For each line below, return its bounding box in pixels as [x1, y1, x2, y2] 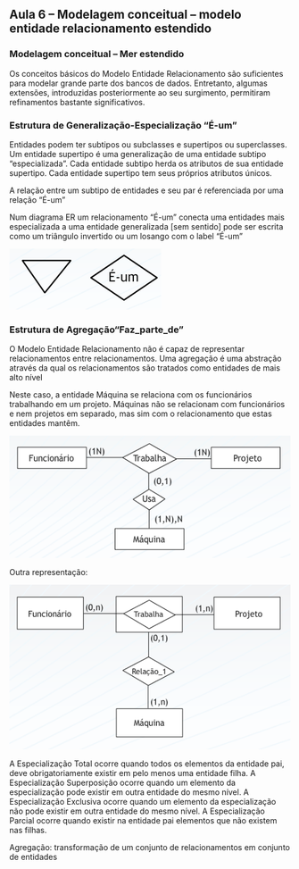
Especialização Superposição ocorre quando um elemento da [9, 777, 237, 788]
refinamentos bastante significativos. [9, 96, 145, 107]
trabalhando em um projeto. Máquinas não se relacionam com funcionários [9, 399, 286, 410]
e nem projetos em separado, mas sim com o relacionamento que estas [9, 408, 272, 419]
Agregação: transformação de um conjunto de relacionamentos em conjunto [9, 841, 290, 852]
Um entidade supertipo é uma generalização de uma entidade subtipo [9, 148, 267, 159]
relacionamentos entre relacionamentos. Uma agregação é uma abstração [9, 353, 282, 364]
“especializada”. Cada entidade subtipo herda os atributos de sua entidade [9, 158, 284, 169]
